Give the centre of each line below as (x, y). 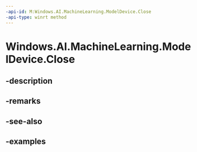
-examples (26, 142)
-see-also (24, 121)
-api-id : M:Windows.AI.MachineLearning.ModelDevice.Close (78, 12)
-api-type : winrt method (36, 17)
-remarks (23, 101)
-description (29, 81)
